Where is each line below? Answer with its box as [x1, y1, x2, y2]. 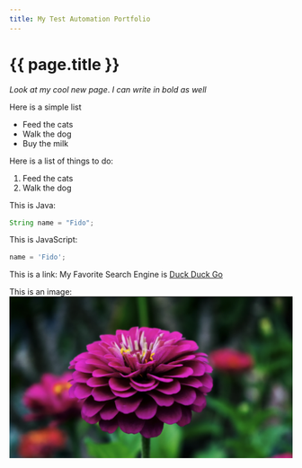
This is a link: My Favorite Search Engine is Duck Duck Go [9, 269, 223, 280]
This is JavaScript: [9, 234, 78, 245]
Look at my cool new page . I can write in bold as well [9, 84, 207, 94]
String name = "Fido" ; [9, 218, 94, 227]
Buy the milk [22, 137, 69, 148]
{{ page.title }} [9, 54, 120, 75]
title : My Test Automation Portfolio [9, 14, 151, 23]
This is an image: [9, 287, 73, 297]
